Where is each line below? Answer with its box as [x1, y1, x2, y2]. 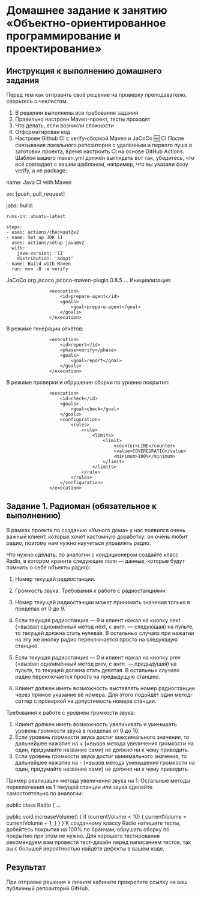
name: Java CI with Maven [6, 178, 72, 186]
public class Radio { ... [6, 801, 61, 809]
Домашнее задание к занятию [6, 4, 168, 17]
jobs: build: [6, 202, 34, 209]
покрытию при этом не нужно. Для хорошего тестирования [6, 832, 160, 839]
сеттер [14, 697, 33, 705]
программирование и [6, 29, 121, 43]
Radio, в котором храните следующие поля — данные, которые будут [6, 557, 185, 565]
